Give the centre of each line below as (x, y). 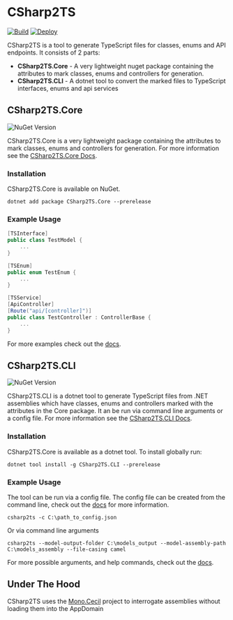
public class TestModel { (45, 240)
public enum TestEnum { (42, 272)
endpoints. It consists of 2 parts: (54, 52)
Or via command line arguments (53, 531)
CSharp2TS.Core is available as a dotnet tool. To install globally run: (105, 452)
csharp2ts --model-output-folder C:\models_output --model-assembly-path (117, 543)
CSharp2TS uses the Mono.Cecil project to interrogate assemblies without (114, 601)
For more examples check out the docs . (64, 344)
